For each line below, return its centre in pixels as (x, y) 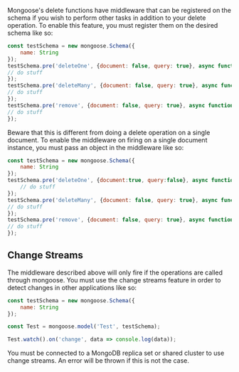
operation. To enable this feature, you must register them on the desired (113, 25)
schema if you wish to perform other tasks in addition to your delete (107, 18)
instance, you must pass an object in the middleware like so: (96, 147)
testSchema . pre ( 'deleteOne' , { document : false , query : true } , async (111, 66)
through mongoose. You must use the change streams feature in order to (115, 280)
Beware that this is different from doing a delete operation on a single (109, 132)
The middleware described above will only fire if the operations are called (115, 272)
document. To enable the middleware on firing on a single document (107, 140)
